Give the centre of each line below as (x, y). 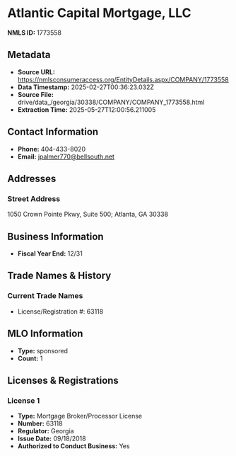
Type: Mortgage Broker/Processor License (80, 416)
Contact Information (53, 132)
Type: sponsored (43, 350)
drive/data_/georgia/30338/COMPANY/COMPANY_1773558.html (111, 102)
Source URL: (36, 72)
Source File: (36, 94)
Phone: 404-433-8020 (52, 149)
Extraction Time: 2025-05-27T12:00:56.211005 (87, 109)
